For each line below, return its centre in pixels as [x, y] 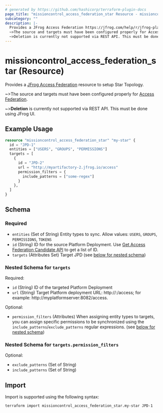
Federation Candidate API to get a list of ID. [55, 250]
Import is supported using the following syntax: [52, 397]
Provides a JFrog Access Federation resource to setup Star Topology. [74, 84]
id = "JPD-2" [31, 163]
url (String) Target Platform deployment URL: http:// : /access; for [76, 292]
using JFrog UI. [20, 114]
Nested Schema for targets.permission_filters [62, 344]
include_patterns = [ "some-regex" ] [58, 176]
